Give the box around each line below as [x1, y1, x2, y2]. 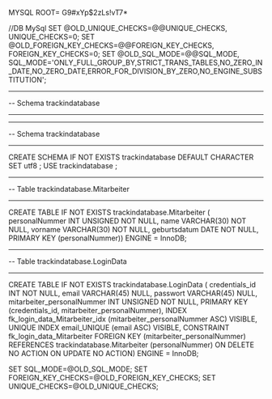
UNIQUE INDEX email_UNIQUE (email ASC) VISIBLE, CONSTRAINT [8, 323, 230, 332]
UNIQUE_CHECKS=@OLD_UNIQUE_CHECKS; [8, 381, 159, 391]
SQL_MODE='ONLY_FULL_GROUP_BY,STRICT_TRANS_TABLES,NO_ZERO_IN [8, 57, 263, 67]
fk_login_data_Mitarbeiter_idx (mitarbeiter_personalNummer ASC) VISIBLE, [8, 314, 257, 324]
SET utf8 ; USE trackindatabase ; [8, 161, 117, 170]
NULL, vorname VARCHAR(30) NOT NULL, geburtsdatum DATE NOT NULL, [8, 225, 259, 234]
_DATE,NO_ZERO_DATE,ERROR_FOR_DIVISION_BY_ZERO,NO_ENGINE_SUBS [8, 66, 263, 76]
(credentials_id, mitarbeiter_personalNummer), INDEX [8, 306, 188, 315]
